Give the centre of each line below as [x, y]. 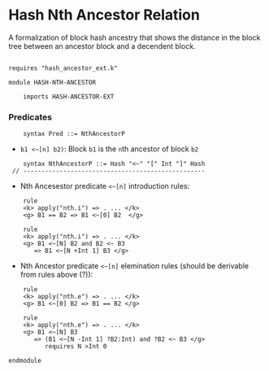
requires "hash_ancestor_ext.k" [63, 68]
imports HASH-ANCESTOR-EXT [69, 96]
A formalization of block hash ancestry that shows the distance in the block [134, 37]
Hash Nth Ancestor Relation [104, 15]
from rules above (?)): [56, 275]
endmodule [25, 361]
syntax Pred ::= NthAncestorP [74, 134]
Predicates [30, 117]
